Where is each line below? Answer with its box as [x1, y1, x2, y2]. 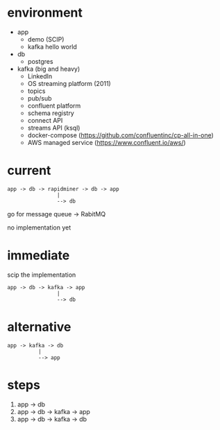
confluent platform [27, 101, 81, 110]
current [7, 163, 51, 178]
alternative [7, 319, 71, 334]
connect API [27, 116, 63, 124]
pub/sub [27, 94, 52, 102]
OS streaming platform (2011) [27, 79, 111, 87]
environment [7, 5, 83, 21]
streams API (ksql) [27, 123, 81, 132]
